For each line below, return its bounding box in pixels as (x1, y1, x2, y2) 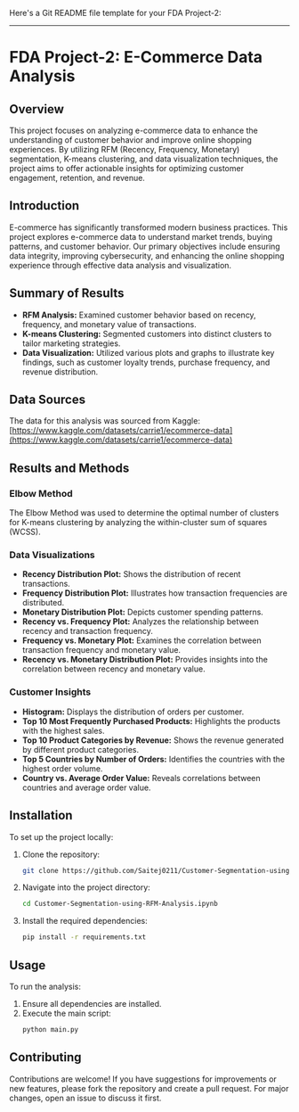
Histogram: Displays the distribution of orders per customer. (21, 706, 245, 717)
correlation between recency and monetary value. (21, 663, 206, 674)
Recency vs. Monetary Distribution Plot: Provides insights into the (21, 655, 269, 665)
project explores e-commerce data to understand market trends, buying (9, 231, 273, 242)
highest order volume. (21, 762, 103, 774)
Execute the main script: (21, 1008, 111, 1018)
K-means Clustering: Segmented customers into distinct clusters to (21, 328, 272, 339)
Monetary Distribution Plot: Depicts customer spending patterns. (21, 606, 264, 618)
